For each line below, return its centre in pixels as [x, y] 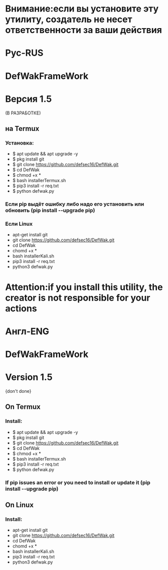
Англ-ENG [27, 331]
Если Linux [19, 224]
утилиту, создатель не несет [69, 19]
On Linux [20, 505]
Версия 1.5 [29, 99]
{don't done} [18, 391]
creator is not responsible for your [78, 298]
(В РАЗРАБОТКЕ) [23, 113]
